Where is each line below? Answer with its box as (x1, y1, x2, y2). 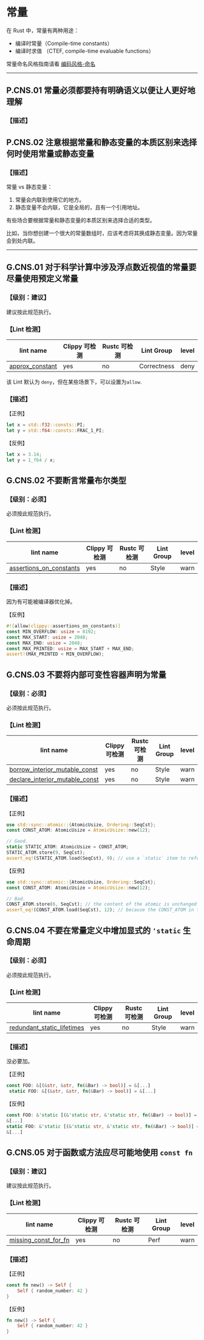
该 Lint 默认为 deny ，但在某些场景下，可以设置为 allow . (6, 378, 142, 386)
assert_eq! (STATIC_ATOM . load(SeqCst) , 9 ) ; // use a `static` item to (6, 855, 186, 861)
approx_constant (9, 362, 58, 370)
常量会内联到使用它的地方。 (15, 196, 85, 203)
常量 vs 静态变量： (6, 183, 53, 190)
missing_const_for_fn (9, 1236, 70, 1244)
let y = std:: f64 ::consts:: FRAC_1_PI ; (6, 427, 104, 434)
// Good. (6, 838, 29, 845)
